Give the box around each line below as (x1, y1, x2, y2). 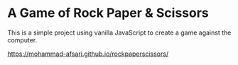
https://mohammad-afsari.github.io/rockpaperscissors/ (7, 49, 169, 58)
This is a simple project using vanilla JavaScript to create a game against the (7, 28, 232, 37)
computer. (7, 35, 38, 44)
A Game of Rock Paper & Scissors (7, 5, 210, 21)
